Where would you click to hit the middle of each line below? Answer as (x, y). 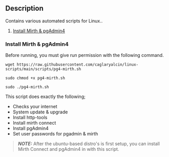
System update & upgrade (40, 112)
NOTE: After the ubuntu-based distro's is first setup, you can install (89, 144)
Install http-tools (30, 117)
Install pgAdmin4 (30, 128)
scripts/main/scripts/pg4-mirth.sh (43, 69)
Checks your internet (35, 107)
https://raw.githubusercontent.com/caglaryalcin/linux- (78, 65)
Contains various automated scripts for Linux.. (54, 21)
